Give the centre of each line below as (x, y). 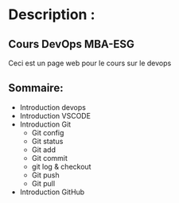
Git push (45, 175)
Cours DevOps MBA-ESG (72, 44)
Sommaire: (36, 88)
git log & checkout (61, 166)
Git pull (43, 183)
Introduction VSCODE (55, 115)
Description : (52, 15)
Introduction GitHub (52, 192)
